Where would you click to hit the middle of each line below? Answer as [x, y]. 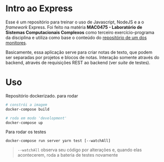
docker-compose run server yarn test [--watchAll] [58, 141]
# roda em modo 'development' [36, 118]
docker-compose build [28, 109]
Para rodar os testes [26, 132]
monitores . [16, 42]
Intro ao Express [39, 9]
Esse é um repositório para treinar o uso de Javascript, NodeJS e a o [75, 22]
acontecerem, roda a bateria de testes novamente [68, 155]
